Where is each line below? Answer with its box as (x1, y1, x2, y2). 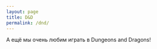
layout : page (6, 8, 39, 15)
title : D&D (6, 14, 33, 20)
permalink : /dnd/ (6, 20, 50, 26)
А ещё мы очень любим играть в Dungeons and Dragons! (6, 36, 151, 44)
